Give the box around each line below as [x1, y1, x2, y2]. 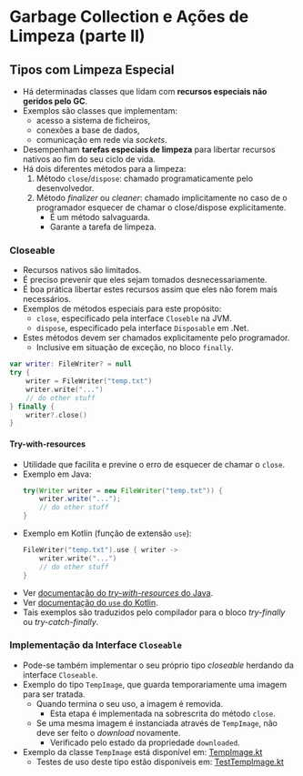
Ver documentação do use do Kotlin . [22, 597, 159, 608]
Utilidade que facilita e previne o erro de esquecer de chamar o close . [22, 459, 285, 469]
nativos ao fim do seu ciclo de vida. [22, 154, 157, 165]
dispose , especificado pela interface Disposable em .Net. [35, 323, 249, 334]
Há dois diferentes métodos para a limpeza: [22, 164, 187, 174]
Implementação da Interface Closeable [9, 639, 182, 651]
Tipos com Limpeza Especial [9, 62, 175, 77]
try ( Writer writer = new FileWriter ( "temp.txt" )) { [22, 486, 223, 495]
